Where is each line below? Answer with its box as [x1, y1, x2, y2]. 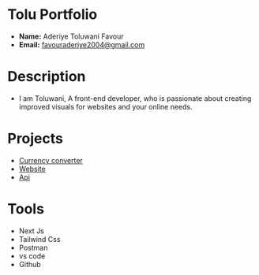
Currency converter [18, 155, 84, 165]
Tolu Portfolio [7, 6, 98, 24]
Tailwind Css [18, 234, 61, 243]
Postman [18, 243, 48, 252]
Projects [7, 130, 64, 147]
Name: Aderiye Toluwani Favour [18, 32, 124, 41]
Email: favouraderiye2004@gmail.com [18, 39, 145, 49]
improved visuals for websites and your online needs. [18, 102, 193, 111]
